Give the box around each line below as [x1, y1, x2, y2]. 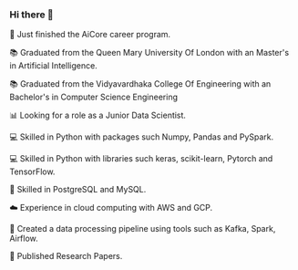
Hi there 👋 [9, 8, 55, 21]
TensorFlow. [9, 166, 56, 177]
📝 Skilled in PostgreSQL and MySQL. [9, 184, 147, 195]
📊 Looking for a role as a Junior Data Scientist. [9, 109, 187, 121]
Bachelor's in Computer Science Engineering [9, 91, 179, 103]
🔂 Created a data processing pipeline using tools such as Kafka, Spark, [9, 223, 276, 234]
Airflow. [9, 233, 38, 244]
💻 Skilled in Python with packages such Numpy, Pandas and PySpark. [9, 131, 274, 142]
